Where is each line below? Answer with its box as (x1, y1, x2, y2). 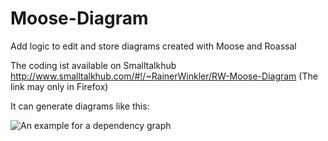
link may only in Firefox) (10, 80, 109, 92)
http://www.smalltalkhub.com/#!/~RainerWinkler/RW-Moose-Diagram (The (10, 70, 318, 82)
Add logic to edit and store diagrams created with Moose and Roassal (10, 40, 297, 52)
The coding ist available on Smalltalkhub (10, 59, 177, 71)
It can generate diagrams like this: (10, 100, 150, 112)
